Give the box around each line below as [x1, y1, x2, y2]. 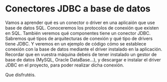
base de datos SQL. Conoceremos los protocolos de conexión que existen [5, 24, 159, 30]
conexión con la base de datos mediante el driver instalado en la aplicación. [5, 46, 162, 52]
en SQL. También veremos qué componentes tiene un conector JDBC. [5, 30, 151, 36]
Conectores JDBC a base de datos [5, 3, 151, 14]
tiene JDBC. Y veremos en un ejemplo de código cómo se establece [5, 40, 147, 46]
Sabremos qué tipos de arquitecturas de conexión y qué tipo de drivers [5, 35, 153, 41]
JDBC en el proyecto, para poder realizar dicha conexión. [5, 62, 124, 68]
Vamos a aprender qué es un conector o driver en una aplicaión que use [5, 19, 155, 25]
